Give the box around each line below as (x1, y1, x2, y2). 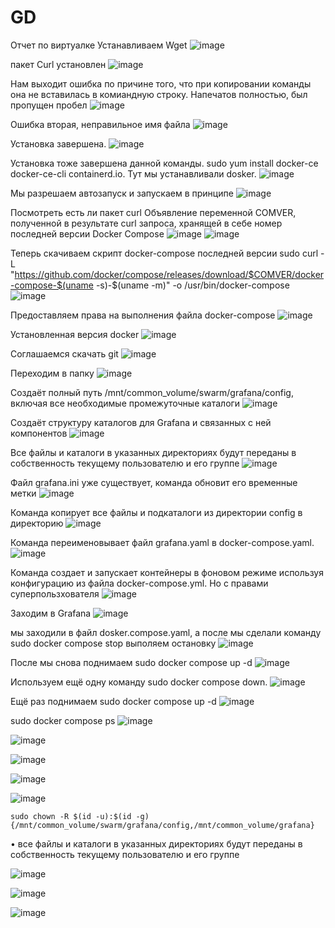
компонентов (10, 427, 68, 439)
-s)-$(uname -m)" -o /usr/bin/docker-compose (95, 279, 290, 291)
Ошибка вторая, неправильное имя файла (10, 118, 191, 130)
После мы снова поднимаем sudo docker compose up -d (10, 656, 253, 668)
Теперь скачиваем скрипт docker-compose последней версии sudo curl (10, 247, 319, 259)
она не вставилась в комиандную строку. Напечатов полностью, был (10, 88, 308, 100)
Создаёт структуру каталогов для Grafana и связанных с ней (10, 416, 272, 428)
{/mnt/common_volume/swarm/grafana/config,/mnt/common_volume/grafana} (10, 820, 315, 830)
